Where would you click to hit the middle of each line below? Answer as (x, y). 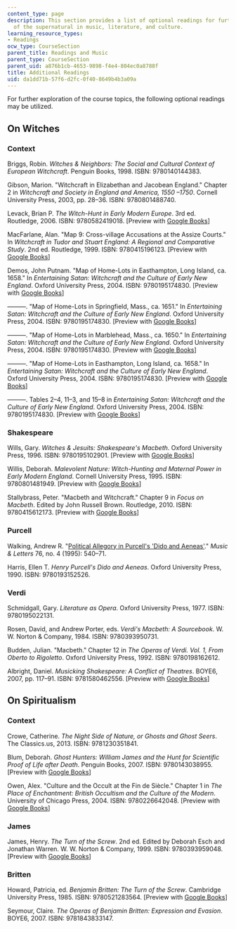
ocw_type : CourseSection (44, 46)
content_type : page (36, 14)
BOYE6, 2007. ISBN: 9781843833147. (60, 918)
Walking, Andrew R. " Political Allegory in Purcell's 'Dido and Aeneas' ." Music (118, 546)
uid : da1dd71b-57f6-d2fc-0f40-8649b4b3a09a (72, 79)
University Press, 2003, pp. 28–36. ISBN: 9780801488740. (92, 200)
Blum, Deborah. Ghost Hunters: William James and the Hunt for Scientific (113, 757)
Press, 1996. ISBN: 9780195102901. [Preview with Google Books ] (101, 455)
